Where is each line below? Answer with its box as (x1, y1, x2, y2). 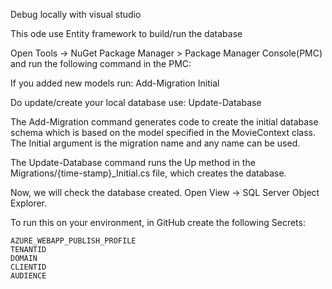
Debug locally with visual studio (10, 9, 142, 20)
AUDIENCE (10, 271, 47, 281)
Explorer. (10, 197, 48, 209)
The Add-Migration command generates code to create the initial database (10, 116, 319, 128)
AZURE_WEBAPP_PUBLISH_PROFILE (10, 236, 137, 246)
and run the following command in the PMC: (10, 58, 192, 69)
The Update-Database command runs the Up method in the (10, 157, 256, 168)
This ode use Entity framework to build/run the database (10, 28, 243, 39)
